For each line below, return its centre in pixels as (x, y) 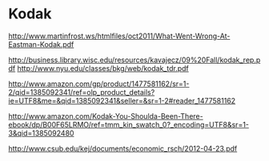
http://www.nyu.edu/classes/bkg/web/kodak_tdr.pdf (103, 68)
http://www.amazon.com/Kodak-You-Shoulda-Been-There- (106, 116)
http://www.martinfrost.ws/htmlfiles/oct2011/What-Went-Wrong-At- (119, 36)
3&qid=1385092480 (41, 133)
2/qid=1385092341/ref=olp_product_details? (82, 92)
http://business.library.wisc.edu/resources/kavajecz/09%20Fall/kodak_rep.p (134, 60)
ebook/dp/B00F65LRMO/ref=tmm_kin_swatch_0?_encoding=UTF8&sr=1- (129, 124)
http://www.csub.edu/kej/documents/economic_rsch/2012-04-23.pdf (123, 148)
